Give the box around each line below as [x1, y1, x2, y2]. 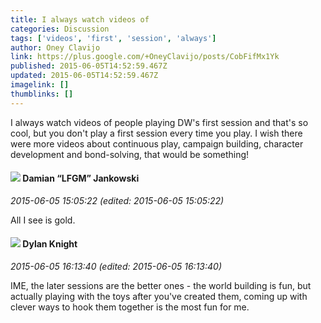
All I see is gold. [10, 214, 76, 226]
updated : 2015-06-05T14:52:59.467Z [10, 71, 159, 81]
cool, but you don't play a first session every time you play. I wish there [10, 127, 303, 139]
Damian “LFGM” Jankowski [22, 172, 140, 185]
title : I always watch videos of [10, 14, 150, 25]
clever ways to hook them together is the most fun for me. [10, 301, 250, 313]
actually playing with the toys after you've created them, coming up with [10, 291, 308, 303]
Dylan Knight [22, 238, 78, 250]
